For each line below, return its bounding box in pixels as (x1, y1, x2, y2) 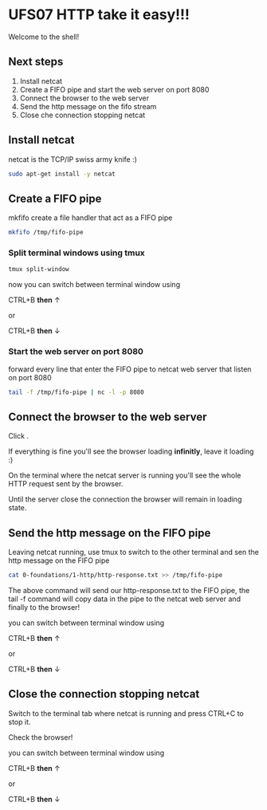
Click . (8, 431, 29, 441)
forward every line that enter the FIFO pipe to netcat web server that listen (8, 364, 252, 374)
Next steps (8, 55, 64, 69)
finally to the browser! (8, 602, 80, 611)
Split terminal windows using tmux (8, 247, 145, 258)
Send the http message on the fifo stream (19, 101, 157, 111)
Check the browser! (8, 732, 73, 742)
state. (8, 503, 27, 513)
